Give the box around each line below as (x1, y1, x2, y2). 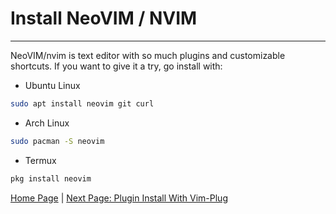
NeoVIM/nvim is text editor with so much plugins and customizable (10, 49, 286, 61)
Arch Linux (24, 117, 70, 129)
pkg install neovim (10, 173, 92, 184)
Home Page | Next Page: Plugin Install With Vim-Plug (10, 192, 228, 204)
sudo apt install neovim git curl (10, 98, 155, 109)
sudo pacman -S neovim (10, 136, 105, 146)
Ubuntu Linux (24, 79, 81, 91)
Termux (24, 154, 57, 166)
